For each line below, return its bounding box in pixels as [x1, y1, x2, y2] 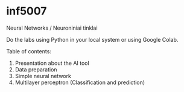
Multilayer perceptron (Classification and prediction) [14, 79, 145, 86]
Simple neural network [14, 72, 71, 79]
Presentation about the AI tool [14, 59, 89, 67]
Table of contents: [6, 47, 51, 55]
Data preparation [14, 65, 57, 73]
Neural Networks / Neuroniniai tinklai [6, 24, 98, 31]
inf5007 [6, 4, 47, 18]
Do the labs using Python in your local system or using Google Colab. [6, 36, 179, 43]
